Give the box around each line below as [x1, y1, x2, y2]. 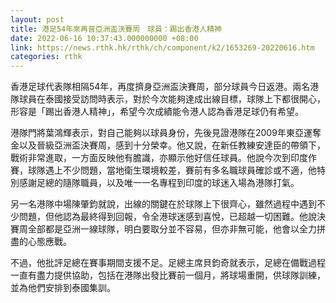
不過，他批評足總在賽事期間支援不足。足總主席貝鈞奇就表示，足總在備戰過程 [10, 257, 326, 269]
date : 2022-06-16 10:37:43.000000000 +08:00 [10, 33, 199, 43]
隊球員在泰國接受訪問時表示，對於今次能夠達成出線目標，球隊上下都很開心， [10, 93, 326, 105]
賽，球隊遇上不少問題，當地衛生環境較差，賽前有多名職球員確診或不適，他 [10, 164, 317, 176]
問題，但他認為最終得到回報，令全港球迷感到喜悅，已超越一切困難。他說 [18, 211, 317, 223]
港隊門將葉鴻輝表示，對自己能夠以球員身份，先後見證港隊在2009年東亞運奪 [10, 127, 322, 139]
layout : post [10, 14, 65, 25]
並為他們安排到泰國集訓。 [10, 282, 116, 294]
